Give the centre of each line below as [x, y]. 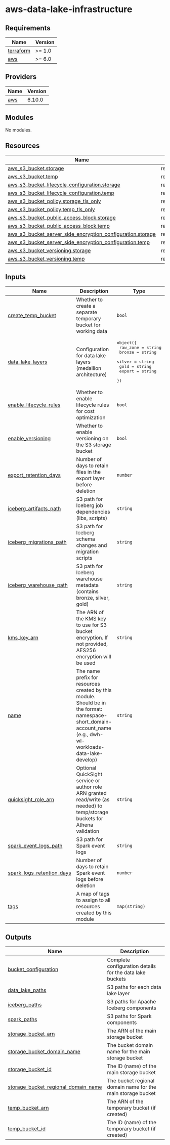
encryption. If [92, 638]
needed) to [89, 806]
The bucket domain [130, 1045]
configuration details [131, 966]
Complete [119, 960]
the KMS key [91, 619]
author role [89, 787]
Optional [86, 768]
